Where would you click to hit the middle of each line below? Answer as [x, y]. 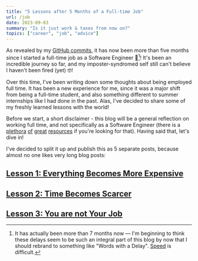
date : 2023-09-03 [27, 22]
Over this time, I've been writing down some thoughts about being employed [99, 82]
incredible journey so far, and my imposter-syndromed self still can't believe [98, 64]
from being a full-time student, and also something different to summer [92, 94]
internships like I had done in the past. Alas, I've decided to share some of [96, 100]
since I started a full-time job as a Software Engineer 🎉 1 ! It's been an [89, 57]
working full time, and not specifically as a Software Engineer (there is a [93, 125]
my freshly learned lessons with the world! [58, 107]
